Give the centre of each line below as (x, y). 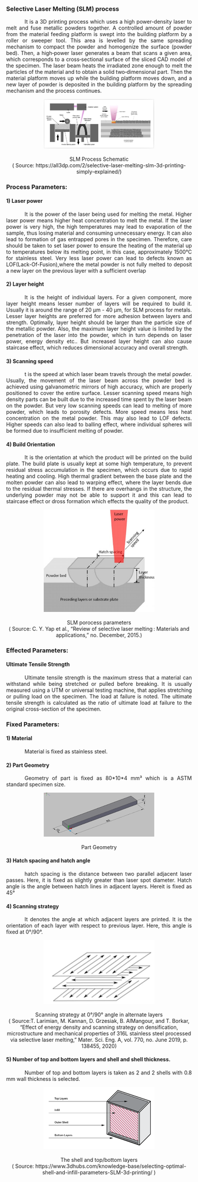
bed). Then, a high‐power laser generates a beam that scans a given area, (99, 53)
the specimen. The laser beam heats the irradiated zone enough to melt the (99, 66)
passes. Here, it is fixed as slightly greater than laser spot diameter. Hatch (99, 880)
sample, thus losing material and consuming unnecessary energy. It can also (99, 233)
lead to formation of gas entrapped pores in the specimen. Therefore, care (99, 239)
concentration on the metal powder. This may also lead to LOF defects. (99, 418)
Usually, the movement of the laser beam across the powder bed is (99, 381)
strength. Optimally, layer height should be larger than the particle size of (99, 322)
